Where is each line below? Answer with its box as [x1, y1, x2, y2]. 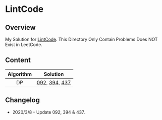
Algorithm [7, 70, 32, 77]
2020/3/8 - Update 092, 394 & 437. [12, 109, 85, 115]
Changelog [5, 96, 40, 105]
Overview [5, 23, 36, 32]
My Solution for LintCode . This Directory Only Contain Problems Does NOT [5, 36, 158, 42]
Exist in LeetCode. [5, 42, 43, 48]
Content [5, 56, 31, 64]
